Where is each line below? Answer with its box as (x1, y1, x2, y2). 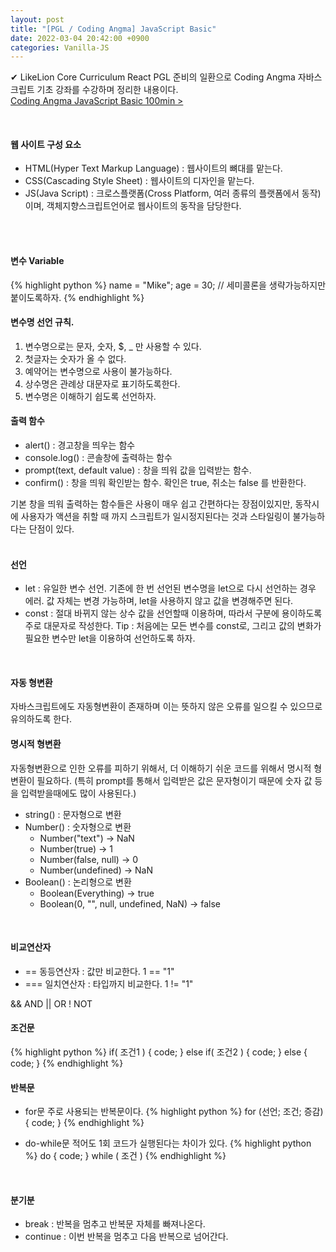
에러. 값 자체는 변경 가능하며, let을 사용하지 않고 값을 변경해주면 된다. (24, 595, 294, 607)
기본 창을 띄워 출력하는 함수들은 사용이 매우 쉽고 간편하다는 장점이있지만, (10, 498, 293, 510)
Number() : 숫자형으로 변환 (24, 821, 132, 833)
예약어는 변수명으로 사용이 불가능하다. (24, 365, 173, 377)
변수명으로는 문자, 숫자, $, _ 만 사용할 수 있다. (24, 340, 202, 352)
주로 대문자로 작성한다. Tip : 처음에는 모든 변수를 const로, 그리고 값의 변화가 (24, 620, 322, 632)
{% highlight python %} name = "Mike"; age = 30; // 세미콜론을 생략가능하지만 (10, 279, 327, 291)
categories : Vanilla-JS (10, 42, 110, 53)
